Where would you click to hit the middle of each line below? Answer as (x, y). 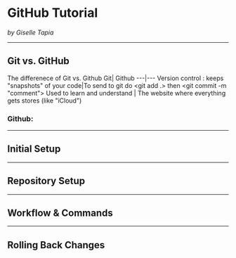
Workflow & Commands (60, 213)
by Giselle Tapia (31, 32)
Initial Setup (34, 149)
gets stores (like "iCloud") (45, 101)
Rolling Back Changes (56, 245)
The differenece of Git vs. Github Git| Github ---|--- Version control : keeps (116, 78)
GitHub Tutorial (53, 13)
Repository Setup (46, 181)
